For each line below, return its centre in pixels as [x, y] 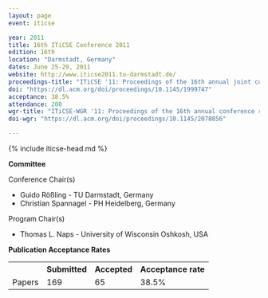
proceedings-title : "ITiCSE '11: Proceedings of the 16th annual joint [130, 82]
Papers [26, 282]
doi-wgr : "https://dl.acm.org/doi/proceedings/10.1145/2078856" [117, 119]
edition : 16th [32, 53]
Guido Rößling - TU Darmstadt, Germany [87, 195]
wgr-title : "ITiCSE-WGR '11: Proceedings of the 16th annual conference [132, 112]
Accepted [114, 269]
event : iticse [32, 23]
